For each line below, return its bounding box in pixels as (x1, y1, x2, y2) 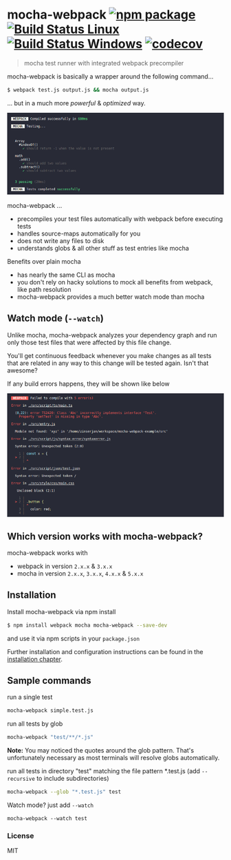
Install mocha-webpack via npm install (7, 607, 116, 616)
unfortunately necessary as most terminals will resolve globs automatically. (7, 754, 220, 762)
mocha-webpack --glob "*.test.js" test (7, 788, 122, 795)
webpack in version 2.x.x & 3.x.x (16, 562, 113, 570)
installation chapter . (7, 655, 63, 663)
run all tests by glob (7, 720, 63, 728)
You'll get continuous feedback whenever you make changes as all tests (7, 351, 212, 359)
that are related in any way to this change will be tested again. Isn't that (7, 359, 209, 367)
